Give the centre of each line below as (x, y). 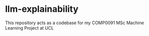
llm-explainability (42, 9)
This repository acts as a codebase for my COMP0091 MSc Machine (74, 23)
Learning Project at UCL (30, 28)
